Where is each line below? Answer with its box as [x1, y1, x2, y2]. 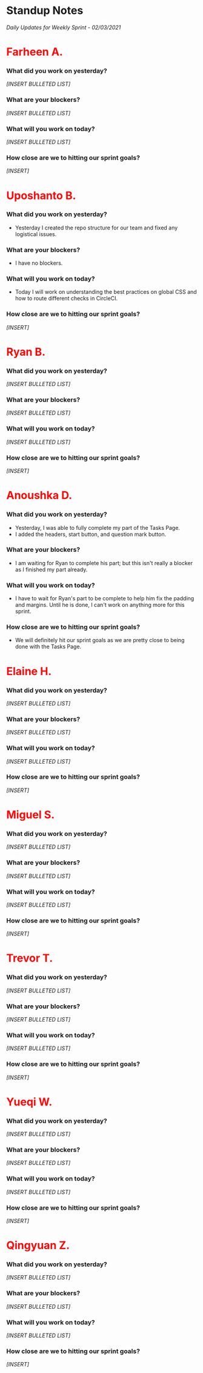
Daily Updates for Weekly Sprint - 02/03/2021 [6, 24, 121, 31]
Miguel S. [6, 808, 55, 821]
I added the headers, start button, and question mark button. [15, 531, 167, 538]
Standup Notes [6, 4, 84, 18]
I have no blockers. [15, 259, 63, 267]
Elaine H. [6, 664, 52, 678]
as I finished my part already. [15, 566, 88, 573]
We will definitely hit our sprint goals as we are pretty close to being [15, 637, 185, 644]
